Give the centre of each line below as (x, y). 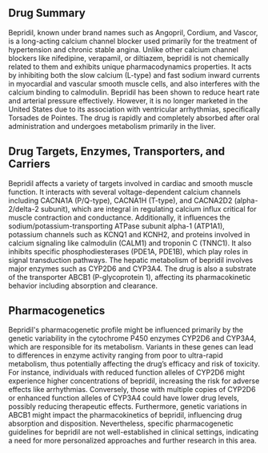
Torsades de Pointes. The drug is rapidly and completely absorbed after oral (134, 117)
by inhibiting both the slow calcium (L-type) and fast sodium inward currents (134, 75)
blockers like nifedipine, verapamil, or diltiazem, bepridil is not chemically (129, 58)
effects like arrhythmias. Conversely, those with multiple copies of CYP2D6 (132, 390)
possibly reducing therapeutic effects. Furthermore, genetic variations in (128, 406)
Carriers (29, 164)
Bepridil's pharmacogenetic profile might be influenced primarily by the (126, 330)
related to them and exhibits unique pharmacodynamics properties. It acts (130, 67)
